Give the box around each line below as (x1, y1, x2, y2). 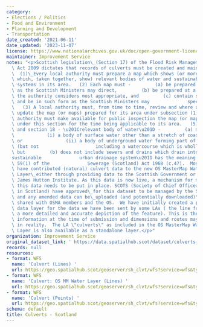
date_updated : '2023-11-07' (6, 43, 77, 49)
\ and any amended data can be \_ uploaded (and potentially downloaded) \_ (11, 194, 201, 200)
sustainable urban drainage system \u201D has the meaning (11, 154, 196, 160)
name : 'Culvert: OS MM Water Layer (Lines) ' (11, 278, 129, 284)
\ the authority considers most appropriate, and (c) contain (11, 93, 193, 99)
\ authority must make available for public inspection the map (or (11, 115, 188, 121)
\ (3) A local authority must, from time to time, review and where (11, 104, 193, 110)
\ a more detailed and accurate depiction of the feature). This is (11, 211, 188, 217)
